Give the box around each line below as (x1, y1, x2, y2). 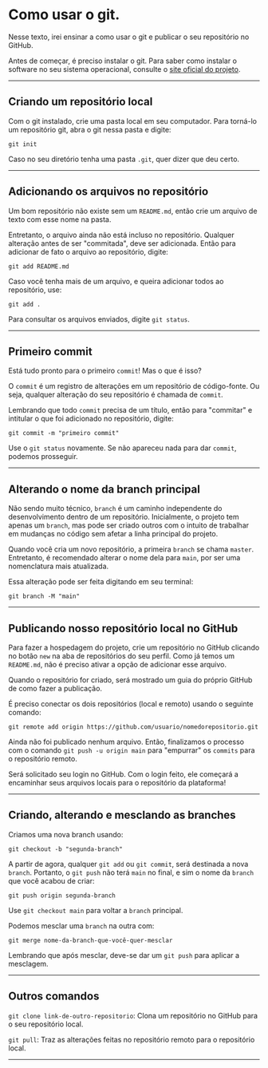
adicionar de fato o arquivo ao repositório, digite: (8, 247, 169, 256)
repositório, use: (8, 285, 62, 295)
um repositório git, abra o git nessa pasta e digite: (8, 125, 171, 134)
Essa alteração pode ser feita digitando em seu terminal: (8, 577, 194, 587)
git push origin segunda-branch (8, 892, 116, 900)
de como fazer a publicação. (8, 684, 102, 693)
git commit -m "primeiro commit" (8, 429, 120, 437)
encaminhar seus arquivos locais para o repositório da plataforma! (8, 778, 227, 787)
